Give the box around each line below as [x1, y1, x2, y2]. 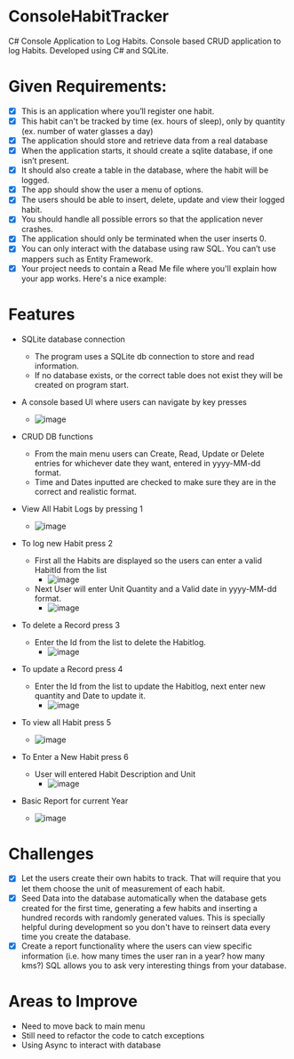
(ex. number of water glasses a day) [20, 126, 154, 136]
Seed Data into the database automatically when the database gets [20, 893, 267, 903]
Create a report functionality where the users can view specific [20, 941, 252, 951]
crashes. [20, 224, 54, 235]
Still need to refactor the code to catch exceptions [20, 1030, 205, 1040]
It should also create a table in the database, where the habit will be [20, 165, 269, 175]
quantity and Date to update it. [34, 690, 146, 700]
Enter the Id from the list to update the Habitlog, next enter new [34, 681, 266, 691]
